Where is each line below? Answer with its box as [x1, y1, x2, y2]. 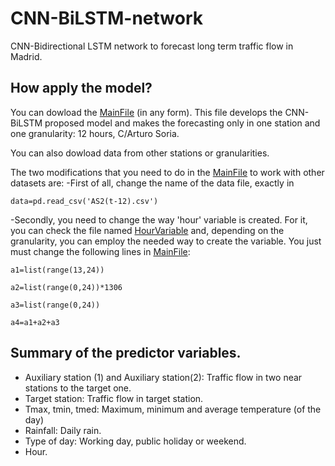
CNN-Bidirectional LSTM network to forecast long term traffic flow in [10, 40, 294, 52]
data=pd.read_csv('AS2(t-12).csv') [10, 196, 159, 206]
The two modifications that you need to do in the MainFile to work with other [10, 166, 325, 178]
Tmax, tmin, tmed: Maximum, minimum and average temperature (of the [24, 403, 322, 415]
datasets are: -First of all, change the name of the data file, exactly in [10, 177, 295, 189]
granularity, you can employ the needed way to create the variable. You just [10, 235, 322, 247]
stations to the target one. [24, 382, 132, 394]
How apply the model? [10, 80, 153, 97]
